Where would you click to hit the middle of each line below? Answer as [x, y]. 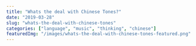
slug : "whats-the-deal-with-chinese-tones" [61, 23]
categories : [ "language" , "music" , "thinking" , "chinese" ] [81, 28]
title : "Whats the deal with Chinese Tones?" [64, 12]
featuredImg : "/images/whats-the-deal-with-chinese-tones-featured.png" [99, 34]
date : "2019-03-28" [30, 17]
